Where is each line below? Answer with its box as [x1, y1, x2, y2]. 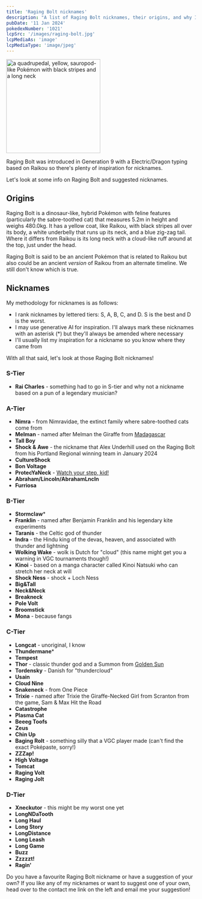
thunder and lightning [14, 542, 69, 550]
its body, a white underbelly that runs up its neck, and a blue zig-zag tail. [6, 228, 186, 236]
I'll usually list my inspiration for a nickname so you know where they [14, 336, 185, 343]
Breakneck [14, 593, 43, 601]
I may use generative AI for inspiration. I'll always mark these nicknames [14, 323, 194, 331]
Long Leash [14, 836, 45, 843]
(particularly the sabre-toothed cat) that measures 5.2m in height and [6, 216, 179, 223]
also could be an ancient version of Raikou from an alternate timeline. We [6, 259, 188, 266]
